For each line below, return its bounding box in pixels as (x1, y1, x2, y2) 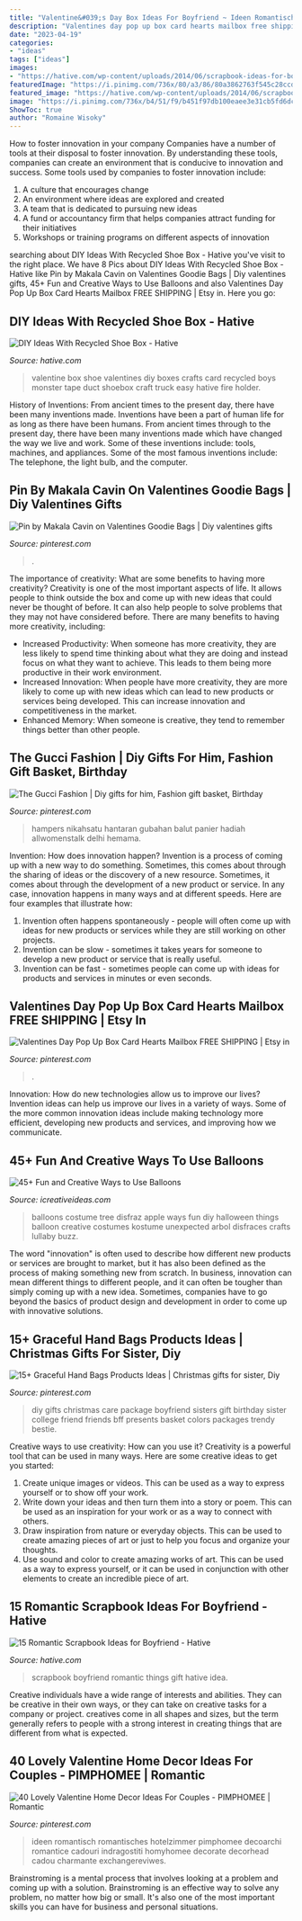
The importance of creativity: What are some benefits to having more (9, 573, 265, 584)
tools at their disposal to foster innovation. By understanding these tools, (9, 147, 279, 158)
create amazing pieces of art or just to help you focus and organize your (22, 1535, 290, 1545)
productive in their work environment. (22, 666, 162, 677)
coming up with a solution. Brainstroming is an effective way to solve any (9, 1881, 280, 1893)
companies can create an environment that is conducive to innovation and (9, 157, 284, 168)
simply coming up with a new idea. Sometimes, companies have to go (9, 1287, 268, 1298)
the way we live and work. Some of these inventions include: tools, (9, 437, 256, 448)
